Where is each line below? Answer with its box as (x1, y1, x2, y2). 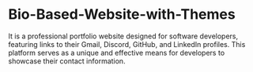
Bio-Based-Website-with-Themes (8, 5, 236, 23)
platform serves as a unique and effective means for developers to (8, 48, 225, 57)
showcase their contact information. (8, 56, 126, 66)
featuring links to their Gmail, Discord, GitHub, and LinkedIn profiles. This (8, 39, 246, 49)
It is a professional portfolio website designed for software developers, (8, 31, 239, 41)
